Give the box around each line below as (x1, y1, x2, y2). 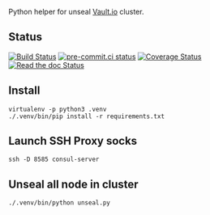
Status (8, 30, 43, 44)
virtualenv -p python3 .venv (8, 105, 107, 113)
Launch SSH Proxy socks (8, 134, 138, 148)
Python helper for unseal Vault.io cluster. (8, 7, 144, 16)
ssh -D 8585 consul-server (8, 155, 100, 164)
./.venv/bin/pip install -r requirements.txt (8, 112, 165, 120)
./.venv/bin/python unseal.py (8, 199, 111, 207)
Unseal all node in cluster (8, 177, 139, 191)
